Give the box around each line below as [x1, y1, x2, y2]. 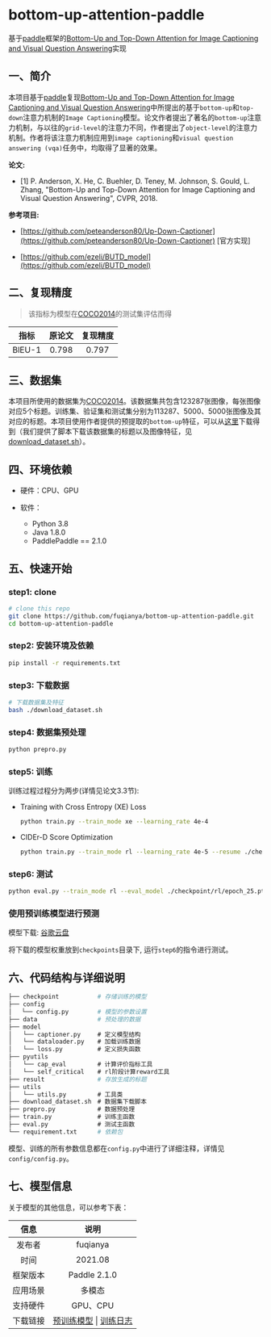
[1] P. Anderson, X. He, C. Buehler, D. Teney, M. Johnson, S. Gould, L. [19, 176, 250, 186]
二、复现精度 [8, 286, 73, 300]
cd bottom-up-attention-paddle [8, 619, 114, 627]
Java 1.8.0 [31, 527, 66, 538]
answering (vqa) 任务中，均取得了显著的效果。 [8, 143, 162, 153]
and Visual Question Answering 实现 [8, 43, 127, 53]
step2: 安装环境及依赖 [8, 640, 94, 652]
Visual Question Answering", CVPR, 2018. [19, 193, 158, 203]
